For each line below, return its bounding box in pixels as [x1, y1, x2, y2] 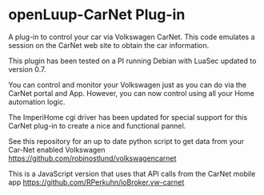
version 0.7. [8, 64, 46, 74]
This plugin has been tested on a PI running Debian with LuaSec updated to [8, 56, 257, 66]
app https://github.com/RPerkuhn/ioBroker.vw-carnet [8, 177, 185, 187]
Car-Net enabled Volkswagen [8, 145, 106, 154]
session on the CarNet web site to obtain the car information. [8, 40, 210, 50]
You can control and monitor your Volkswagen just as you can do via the [8, 80, 246, 90]
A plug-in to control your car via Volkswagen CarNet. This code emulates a [8, 32, 255, 42]
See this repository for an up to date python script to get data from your [8, 136, 245, 145]
